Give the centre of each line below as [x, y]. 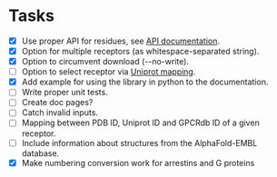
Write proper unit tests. [64, 93]
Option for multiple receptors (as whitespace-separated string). [140, 51]
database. [40, 153]
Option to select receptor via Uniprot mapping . [109, 72]
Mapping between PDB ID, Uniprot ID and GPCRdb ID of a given [140, 123]
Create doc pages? [57, 103]
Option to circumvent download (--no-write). [105, 62]
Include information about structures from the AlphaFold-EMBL [139, 143]
